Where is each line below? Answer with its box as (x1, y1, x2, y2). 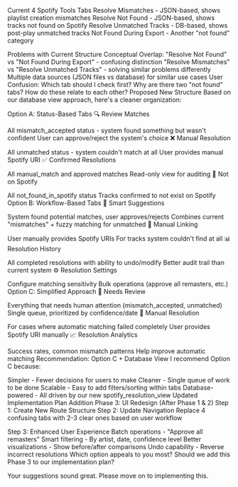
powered (7, 391, 33, 399)
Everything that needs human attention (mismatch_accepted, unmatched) (7, 301, 222, 309)
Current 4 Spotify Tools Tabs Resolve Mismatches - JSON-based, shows (7, 6, 221, 14)
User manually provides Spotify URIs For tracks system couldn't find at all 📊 (7, 234, 231, 243)
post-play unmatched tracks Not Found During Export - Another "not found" (7, 28, 230, 37)
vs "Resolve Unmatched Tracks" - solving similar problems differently (7, 66, 211, 73)
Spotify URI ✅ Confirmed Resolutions (7, 156, 117, 164)
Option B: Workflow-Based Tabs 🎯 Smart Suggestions (7, 199, 165, 207)
